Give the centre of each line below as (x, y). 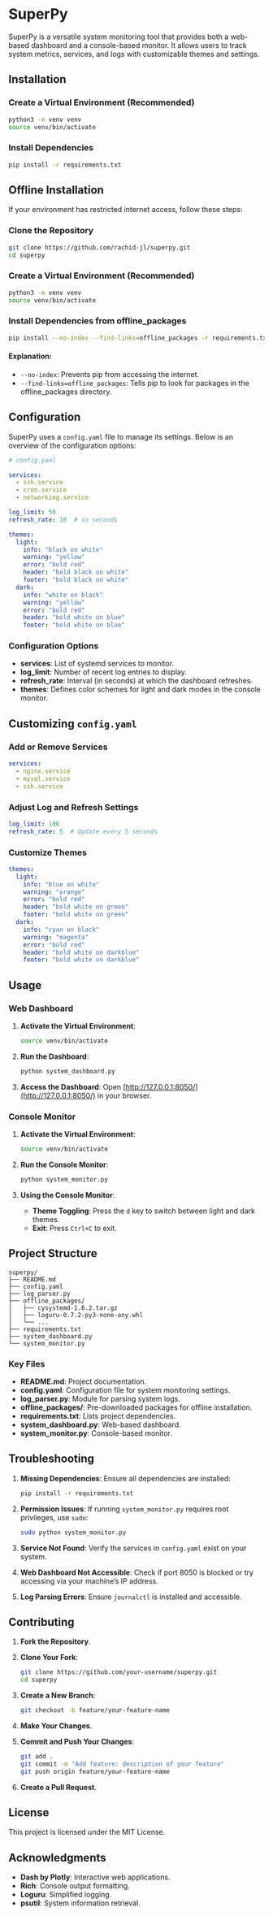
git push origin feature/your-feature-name (95, 1771)
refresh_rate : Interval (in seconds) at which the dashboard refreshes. (136, 681)
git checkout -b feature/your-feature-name (95, 1710)
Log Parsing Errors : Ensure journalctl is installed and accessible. (131, 1597)
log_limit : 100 (34, 824)
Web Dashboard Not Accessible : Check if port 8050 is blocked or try (137, 1572)
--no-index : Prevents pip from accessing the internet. (110, 374)
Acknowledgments (58, 1857)
